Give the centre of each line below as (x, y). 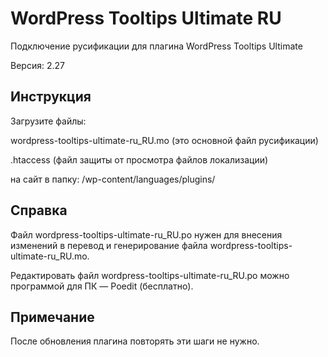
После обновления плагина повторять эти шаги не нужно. (135, 341)
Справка (39, 210)
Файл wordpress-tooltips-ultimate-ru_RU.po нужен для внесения (146, 234)
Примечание (52, 317)
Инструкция (51, 97)
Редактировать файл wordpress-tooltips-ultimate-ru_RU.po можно (150, 275)
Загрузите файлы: (48, 121)
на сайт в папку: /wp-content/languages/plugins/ (113, 179)
